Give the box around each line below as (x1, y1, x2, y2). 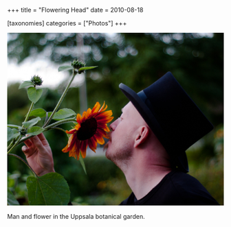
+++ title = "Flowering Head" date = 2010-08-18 (7, 6, 144, 14)
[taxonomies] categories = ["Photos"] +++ (7, 19, 127, 27)
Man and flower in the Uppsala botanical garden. (7, 213, 146, 221)
